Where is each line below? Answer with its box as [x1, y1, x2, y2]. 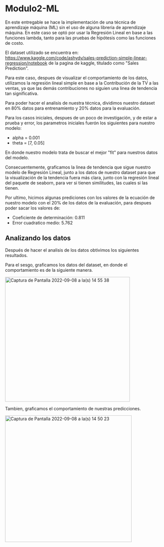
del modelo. [5, 154, 29, 160]
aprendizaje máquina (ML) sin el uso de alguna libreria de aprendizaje [5, 24, 146, 30]
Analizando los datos [5, 234, 71, 242]
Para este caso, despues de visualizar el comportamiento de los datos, [5, 75, 148, 81]
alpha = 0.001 [12, 135, 40, 141]
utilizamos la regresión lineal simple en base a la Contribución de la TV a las [5, 80, 159, 86]
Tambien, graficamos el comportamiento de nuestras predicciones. [5, 405, 141, 411]
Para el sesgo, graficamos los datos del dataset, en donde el [5, 261, 128, 268]
